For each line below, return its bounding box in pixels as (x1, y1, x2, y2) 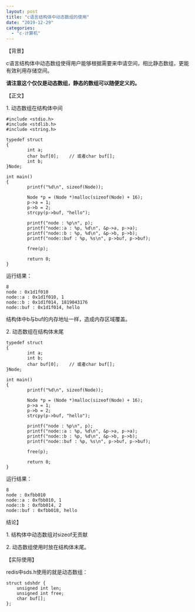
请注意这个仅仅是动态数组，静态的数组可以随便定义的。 (6, 80, 140, 87)
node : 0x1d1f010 (6, 289, 49, 295)
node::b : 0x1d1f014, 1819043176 (6, 300, 88, 305)
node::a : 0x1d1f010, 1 (6, 294, 65, 300)
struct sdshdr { (6, 580, 46, 586)
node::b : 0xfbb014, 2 (6, 503, 62, 509)
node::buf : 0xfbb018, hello (6, 507, 78, 514)
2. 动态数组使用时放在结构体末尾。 (6, 544, 90, 551)
